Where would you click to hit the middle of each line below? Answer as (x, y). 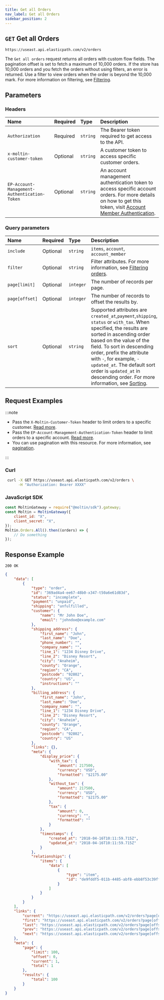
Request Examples (34, 401)
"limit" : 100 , (45, 952)
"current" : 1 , (45, 961)
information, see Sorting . (119, 383)
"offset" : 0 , (44, 957)
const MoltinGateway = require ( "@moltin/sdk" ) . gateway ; (63, 508)
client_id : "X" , (31, 517)
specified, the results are (119, 328)
